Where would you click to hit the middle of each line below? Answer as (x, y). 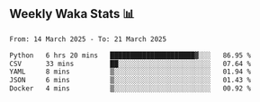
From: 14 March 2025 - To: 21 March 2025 (88, 39)
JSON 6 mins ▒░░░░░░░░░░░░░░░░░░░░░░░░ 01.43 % (130, 81)
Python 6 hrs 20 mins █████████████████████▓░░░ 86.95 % (130, 55)
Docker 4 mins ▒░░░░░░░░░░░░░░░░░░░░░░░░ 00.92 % (130, 89)
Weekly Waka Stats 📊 (72, 14)
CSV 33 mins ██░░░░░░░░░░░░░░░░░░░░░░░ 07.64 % (130, 64)
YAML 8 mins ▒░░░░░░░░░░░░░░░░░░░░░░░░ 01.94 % (130, 72)
